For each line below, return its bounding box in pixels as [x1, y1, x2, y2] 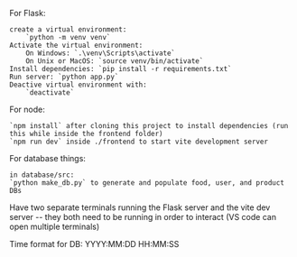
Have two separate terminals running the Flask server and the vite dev [9, 202, 271, 213]
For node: [9, 104, 45, 115]
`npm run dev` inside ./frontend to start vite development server [9, 137, 269, 146]
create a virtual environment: [9, 25, 127, 34]
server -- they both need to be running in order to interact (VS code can [9, 212, 277, 222]
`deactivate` [25, 88, 75, 97]
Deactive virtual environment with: [9, 80, 147, 89]
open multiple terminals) [9, 221, 100, 232]
